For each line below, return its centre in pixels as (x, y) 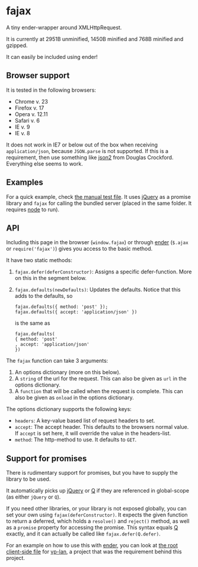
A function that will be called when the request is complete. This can (99, 391)
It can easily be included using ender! (52, 57)
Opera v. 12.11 (31, 114)
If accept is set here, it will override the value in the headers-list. (93, 434)
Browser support (38, 76)
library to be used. (28, 479)
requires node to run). (33, 209)
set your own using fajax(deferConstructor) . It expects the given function (97, 515)
